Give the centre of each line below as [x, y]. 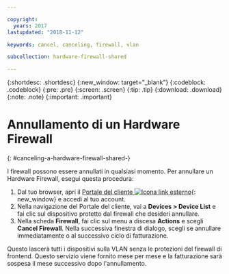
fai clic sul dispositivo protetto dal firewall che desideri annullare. [108, 214]
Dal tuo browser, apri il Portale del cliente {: [106, 192]
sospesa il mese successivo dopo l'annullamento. [77, 264]
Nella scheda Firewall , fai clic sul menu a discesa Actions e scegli [110, 221]
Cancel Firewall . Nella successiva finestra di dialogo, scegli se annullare [119, 228]
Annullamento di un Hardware [94, 125]
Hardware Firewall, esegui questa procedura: [70, 179]
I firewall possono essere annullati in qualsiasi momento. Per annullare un [110, 171]
